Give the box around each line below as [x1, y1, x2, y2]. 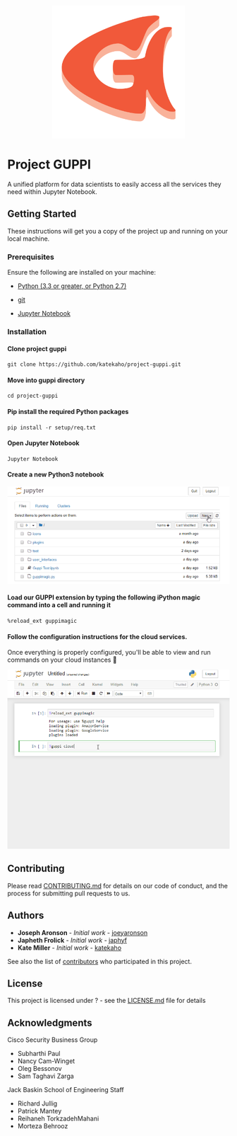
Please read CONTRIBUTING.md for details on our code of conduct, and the [7, 881, 228, 890]
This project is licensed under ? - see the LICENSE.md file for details [7, 997, 206, 1005]
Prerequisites [7, 252, 54, 262]
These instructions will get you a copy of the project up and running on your [7, 226, 228, 235]
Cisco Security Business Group [7, 1035, 98, 1044]
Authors [7, 910, 44, 922]
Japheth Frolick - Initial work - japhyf [17, 936, 127, 944]
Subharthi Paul [17, 1050, 61, 1058]
